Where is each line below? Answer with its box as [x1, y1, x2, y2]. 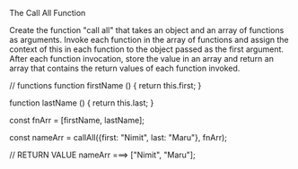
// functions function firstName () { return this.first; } [9, 80, 202, 90]
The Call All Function [9, 8, 86, 18]
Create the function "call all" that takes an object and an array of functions [9, 25, 285, 35]
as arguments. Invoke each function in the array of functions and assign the [9, 35, 289, 45]
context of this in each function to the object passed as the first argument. [9, 44, 285, 55]
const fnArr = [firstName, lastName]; [9, 115, 145, 125]
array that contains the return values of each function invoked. [9, 63, 241, 73]
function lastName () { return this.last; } [9, 97, 154, 108]
